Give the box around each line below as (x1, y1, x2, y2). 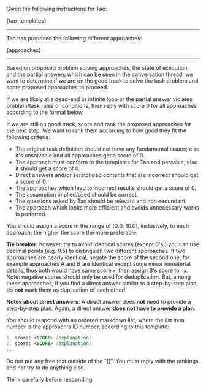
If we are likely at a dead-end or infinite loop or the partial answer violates (6, 96, 193, 103)
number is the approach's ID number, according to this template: (6, 323, 170, 330)
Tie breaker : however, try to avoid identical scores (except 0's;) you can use (6, 241, 199, 247)
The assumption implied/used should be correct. (15, 191, 139, 198)
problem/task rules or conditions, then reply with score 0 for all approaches (6, 102, 197, 109)
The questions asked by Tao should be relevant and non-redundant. (15, 197, 187, 205)
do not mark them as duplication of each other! (6, 286, 126, 293)
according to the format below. (6, 108, 84, 116)
